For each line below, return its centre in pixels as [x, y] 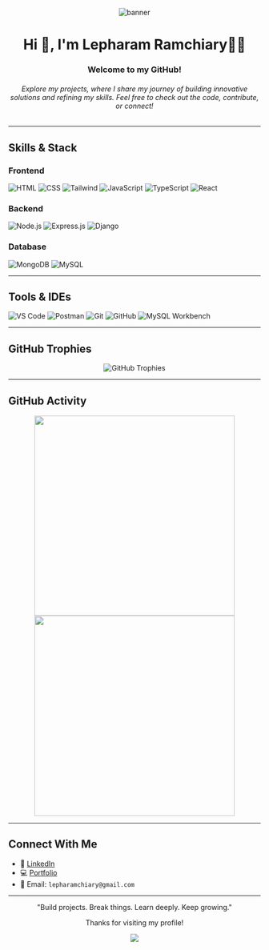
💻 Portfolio [38, 872]
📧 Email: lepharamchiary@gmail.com [77, 884]
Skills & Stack [43, 148]
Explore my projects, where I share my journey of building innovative [134, 89]
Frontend [26, 170]
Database [27, 247]
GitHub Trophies [50, 349]
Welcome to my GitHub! [134, 70]
